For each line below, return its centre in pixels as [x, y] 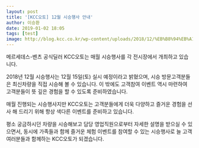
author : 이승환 [23, 22]
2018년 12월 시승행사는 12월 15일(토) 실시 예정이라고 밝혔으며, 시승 [84, 77]
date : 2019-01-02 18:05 [36, 28]
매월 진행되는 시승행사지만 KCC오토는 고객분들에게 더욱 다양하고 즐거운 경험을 [96, 104]
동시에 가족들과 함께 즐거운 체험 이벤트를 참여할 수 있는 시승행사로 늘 [102, 131]
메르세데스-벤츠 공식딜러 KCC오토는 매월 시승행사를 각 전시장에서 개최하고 [92, 57]
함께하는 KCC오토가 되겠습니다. [68, 139]
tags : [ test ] [22, 34]
